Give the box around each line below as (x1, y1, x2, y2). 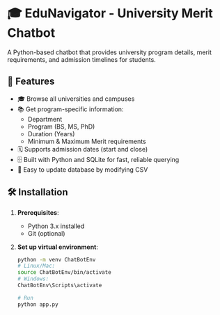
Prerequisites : (17, 208, 59, 216)
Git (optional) (27, 229, 65, 237)
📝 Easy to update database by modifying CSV (17, 165, 148, 174)
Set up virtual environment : (17, 243, 99, 251)
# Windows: (17, 275, 49, 282)
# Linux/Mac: (17, 262, 56, 270)
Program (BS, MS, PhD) (27, 122, 95, 131)
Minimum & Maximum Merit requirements (27, 137, 146, 145)
